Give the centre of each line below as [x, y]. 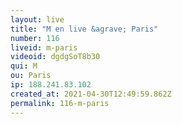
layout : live [37, 19]
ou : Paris [31, 76]
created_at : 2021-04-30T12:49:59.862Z [91, 94]
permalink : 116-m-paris [60, 103]
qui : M [24, 66]
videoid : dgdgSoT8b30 [55, 57]
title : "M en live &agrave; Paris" [84, 29]
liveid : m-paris [44, 47]
